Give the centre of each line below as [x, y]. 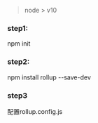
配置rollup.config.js [35, 111]
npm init [19, 44]
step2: [19, 62]
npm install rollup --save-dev [49, 77]
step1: [18, 28]
